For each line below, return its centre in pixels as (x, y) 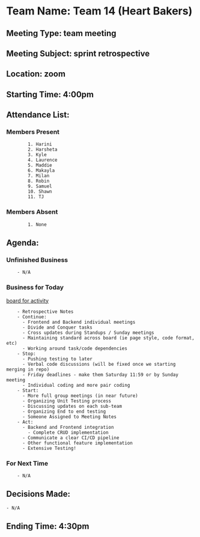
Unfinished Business (37, 260)
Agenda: (23, 243)
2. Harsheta (43, 150)
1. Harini (40, 144)
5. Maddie (40, 165)
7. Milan (39, 176)
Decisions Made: (38, 494)
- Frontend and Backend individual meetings (79, 322)
